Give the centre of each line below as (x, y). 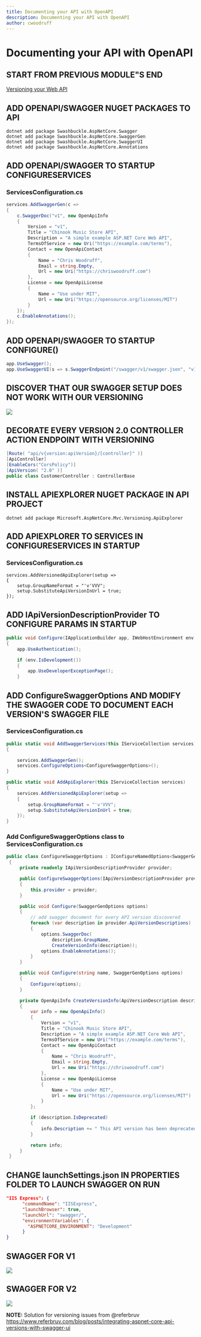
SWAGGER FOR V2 (42, 1289)
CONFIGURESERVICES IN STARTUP (73, 545)
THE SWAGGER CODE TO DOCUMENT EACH (90, 705)
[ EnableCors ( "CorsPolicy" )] (41, 465)
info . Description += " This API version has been (104, 1128)
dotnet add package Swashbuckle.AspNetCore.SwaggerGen (76, 137)
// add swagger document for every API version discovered (105, 918)
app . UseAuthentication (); (49, 649)
